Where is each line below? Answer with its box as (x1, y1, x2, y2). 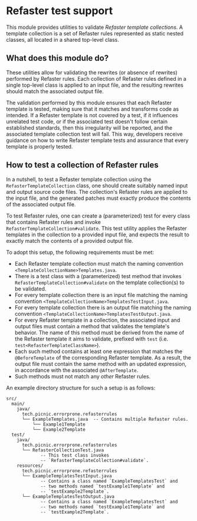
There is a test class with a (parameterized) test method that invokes (14, 272, 182, 279)
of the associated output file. (6, 200, 76, 207)
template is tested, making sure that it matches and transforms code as (6, 105, 179, 113)
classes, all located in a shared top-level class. (6, 36, 119, 43)
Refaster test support (6, 4, 113, 18)
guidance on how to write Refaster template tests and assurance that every (6, 137, 189, 144)
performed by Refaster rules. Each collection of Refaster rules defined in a (6, 75, 187, 82)
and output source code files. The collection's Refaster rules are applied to (6, 188, 188, 195)
